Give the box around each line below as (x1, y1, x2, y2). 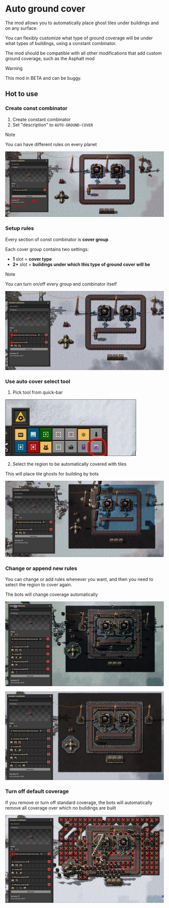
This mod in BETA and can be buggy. (5, 75, 82, 81)
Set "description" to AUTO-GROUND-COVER (12, 122, 93, 128)
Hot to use (5, 89, 38, 99)
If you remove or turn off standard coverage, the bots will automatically (5, 799, 152, 805)
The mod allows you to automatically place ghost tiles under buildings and (5, 20, 159, 26)
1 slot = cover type (12, 256, 52, 262)
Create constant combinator (12, 116, 71, 122)
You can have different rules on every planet (5, 141, 97, 147)
